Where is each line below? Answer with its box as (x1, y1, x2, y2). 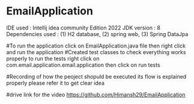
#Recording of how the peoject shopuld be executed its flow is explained (6, 73, 187, 80)
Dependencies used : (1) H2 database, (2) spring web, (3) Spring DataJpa (6, 30, 189, 37)
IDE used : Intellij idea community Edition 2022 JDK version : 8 (6, 24, 161, 31)
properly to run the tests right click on (6, 55, 100, 62)
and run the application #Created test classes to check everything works (6, 48, 186, 55)
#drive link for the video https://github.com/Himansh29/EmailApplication (6, 91, 186, 98)
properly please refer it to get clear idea (6, 79, 105, 87)
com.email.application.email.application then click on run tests (6, 61, 160, 69)
